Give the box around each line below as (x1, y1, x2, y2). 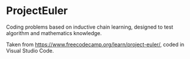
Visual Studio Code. (6, 47, 54, 54)
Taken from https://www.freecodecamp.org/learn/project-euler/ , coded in (6, 41, 185, 48)
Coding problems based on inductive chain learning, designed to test (6, 23, 174, 30)
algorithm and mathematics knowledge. (6, 29, 102, 36)
